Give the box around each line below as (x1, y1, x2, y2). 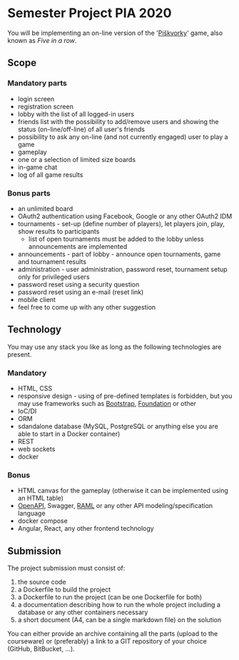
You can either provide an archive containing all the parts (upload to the (7, 629, 218, 638)
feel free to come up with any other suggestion (17, 303, 156, 311)
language (17, 509, 46, 518)
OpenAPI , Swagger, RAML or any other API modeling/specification (17, 502, 213, 510)
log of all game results (17, 170, 83, 179)
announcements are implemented (28, 242, 128, 250)
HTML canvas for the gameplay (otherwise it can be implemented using (17, 487, 228, 495)
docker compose (17, 517, 68, 525)
